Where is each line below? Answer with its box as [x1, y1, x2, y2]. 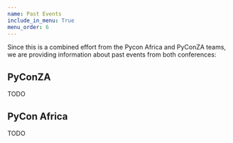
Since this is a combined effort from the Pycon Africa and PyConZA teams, [7, 43, 226, 52]
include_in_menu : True [7, 17, 75, 24]
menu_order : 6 [7, 23, 50, 30]
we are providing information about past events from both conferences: [7, 50, 217, 59]
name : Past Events [7, 10, 62, 18]
